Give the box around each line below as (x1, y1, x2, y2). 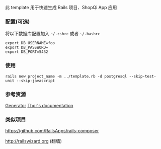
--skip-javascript (16, 78, 55, 83)
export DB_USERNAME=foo (5, 41, 55, 46)
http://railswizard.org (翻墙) (5, 138, 62, 144)
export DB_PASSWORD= (5, 45, 49, 50)
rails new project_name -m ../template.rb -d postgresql (5, 73, 127, 79)
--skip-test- (129, 73, 156, 79)
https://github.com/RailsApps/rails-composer (5, 128, 99, 134)
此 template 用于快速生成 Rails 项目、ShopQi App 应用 (5, 5, 117, 10)
